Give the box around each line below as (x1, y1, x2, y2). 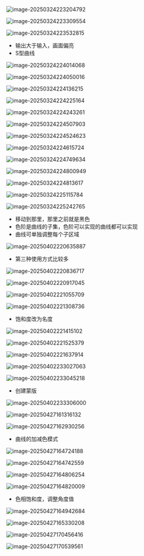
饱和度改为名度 (15, 315, 53, 322)
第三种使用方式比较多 (15, 255, 69, 263)
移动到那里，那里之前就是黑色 (15, 216, 90, 222)
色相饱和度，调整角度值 (15, 495, 74, 503)
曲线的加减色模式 (15, 435, 58, 442)
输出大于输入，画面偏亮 (15, 42, 74, 49)
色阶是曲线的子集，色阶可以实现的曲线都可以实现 (15, 223, 138, 230)
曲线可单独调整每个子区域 (15, 231, 80, 238)
